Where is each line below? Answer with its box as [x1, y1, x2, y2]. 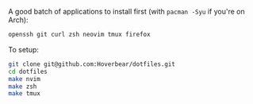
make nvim [8, 75, 41, 83]
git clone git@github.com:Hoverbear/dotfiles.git [8, 60, 176, 68]
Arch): [8, 15, 29, 25]
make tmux [8, 90, 41, 98]
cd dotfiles [8, 67, 48, 75]
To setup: [8, 44, 40, 54]
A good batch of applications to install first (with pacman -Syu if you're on [8, 7, 245, 16]
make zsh [8, 83, 37, 91]
